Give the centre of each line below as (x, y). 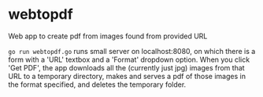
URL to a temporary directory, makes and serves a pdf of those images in (127, 76)
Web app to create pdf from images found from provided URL (108, 36)
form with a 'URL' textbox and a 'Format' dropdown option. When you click (129, 59)
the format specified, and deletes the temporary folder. (97, 84)
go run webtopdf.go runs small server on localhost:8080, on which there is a (132, 51)
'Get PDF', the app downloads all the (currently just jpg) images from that (127, 67)
